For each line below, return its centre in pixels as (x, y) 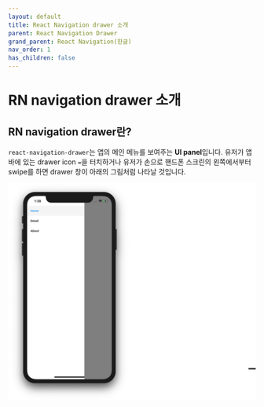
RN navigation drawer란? (70, 132)
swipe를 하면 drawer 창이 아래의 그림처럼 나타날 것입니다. (97, 172)
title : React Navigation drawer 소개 (68, 25)
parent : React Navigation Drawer (63, 33)
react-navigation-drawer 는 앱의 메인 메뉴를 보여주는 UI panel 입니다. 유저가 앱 (130, 152)
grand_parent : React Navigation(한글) (70, 42)
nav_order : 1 (29, 50)
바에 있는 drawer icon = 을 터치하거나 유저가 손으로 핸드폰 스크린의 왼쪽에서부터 (130, 162)
